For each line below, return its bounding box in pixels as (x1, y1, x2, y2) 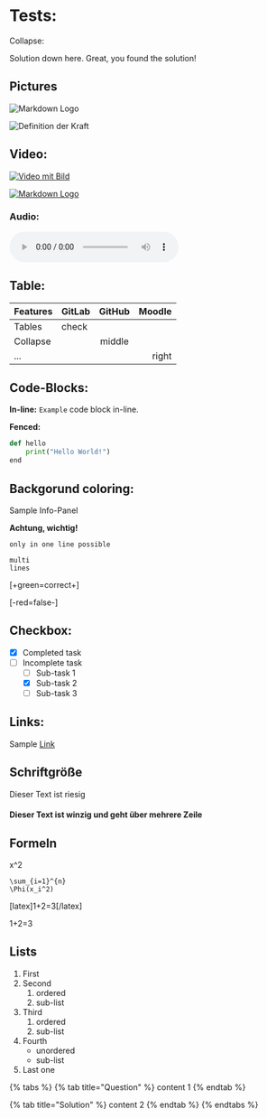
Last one (22, 1064, 56, 1075)
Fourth (22, 1035, 48, 1046)
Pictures (9, 79, 58, 95)
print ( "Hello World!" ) (25, 448, 111, 457)
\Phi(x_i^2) (9, 885, 54, 894)
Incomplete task (22, 657, 83, 668)
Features (14, 304, 53, 317)
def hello (9, 439, 47, 448)
